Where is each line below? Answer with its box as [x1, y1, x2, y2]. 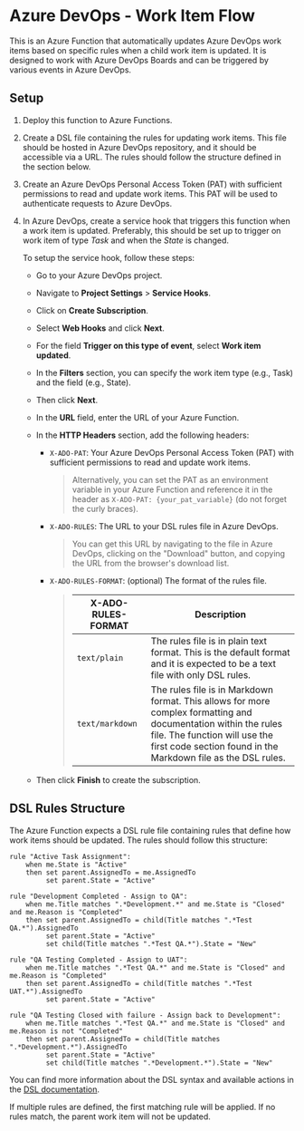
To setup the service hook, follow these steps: [22, 252, 195, 263]
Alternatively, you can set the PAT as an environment [71, 474, 269, 485]
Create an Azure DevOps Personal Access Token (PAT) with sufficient [22, 179, 282, 189]
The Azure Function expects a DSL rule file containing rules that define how [9, 825, 291, 836]
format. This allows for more [150, 694, 271, 707]
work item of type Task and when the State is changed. [22, 235, 229, 246]
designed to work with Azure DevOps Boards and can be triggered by [9, 54, 270, 65]
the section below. [22, 160, 91, 172]
